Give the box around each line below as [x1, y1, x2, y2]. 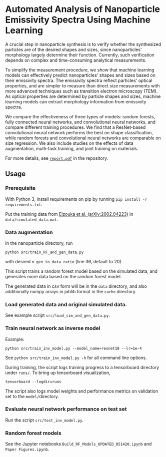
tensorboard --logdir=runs [5, 379, 61, 384]
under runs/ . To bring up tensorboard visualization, [5, 370, 110, 376]
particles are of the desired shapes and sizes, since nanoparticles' [5, 46, 142, 52]
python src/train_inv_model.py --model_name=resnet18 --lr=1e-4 [5, 346, 142, 351]
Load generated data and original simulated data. [5, 301, 127, 308]
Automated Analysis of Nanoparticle [5, 3, 160, 15]
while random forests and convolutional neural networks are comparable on [5, 135, 161, 141]
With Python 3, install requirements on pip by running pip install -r [5, 196, 147, 202]
